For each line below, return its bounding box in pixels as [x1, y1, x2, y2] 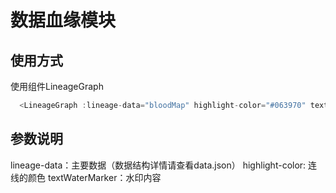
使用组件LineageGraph [10, 81, 104, 92]
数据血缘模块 [10, 9, 117, 32]
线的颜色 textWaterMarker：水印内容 [10, 171, 162, 183]
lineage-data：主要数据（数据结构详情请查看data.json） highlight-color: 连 [10, 159, 318, 171]
